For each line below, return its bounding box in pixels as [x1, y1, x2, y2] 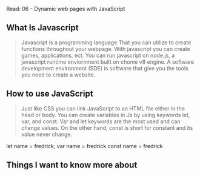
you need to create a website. [21, 71, 96, 78]
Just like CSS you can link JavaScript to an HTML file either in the [21, 104, 185, 112]
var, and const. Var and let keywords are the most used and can [21, 118, 181, 125]
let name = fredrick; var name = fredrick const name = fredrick [6, 142, 163, 149]
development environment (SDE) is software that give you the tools [21, 64, 189, 72]
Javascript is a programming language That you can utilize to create [21, 39, 192, 46]
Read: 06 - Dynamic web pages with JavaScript [6, 5, 125, 12]
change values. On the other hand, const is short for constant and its [21, 124, 193, 131]
